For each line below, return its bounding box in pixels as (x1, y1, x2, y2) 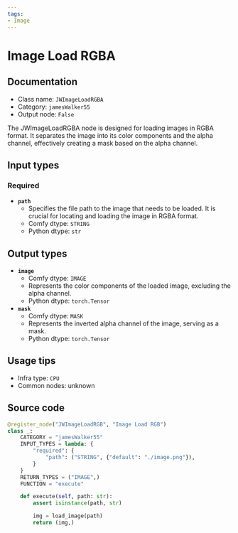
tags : (7, 10, 23, 18)
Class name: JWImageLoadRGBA (17, 95, 104, 103)
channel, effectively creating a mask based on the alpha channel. (7, 139, 198, 147)
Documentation (7, 76, 78, 88)
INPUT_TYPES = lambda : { (20, 441, 94, 448)
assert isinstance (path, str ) (33, 500, 122, 507)
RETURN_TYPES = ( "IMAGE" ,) (20, 473, 100, 480)
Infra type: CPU (17, 374, 60, 382)
